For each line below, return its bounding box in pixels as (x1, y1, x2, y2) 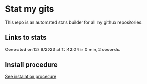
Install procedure (5, 61, 58, 69)
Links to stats (5, 34, 47, 42)
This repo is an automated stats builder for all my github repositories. (5, 19, 143, 25)
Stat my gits (5, 3, 54, 15)
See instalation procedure (5, 73, 57, 79)
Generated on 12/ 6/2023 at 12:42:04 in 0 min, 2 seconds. (5, 46, 121, 52)
